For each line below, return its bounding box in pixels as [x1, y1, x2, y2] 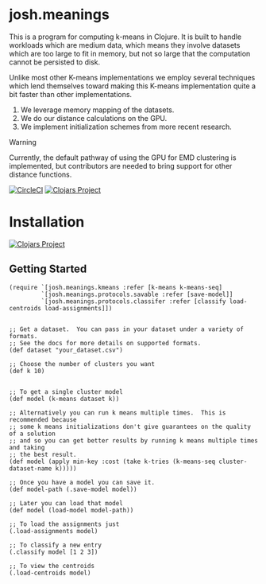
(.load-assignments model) [9, 527, 98, 535]
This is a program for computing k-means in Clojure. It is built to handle [9, 32, 241, 41]
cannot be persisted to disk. [9, 57, 101, 67]
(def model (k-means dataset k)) [9, 395, 120, 403]
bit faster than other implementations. [9, 89, 133, 99]
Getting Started [9, 263, 87, 276]
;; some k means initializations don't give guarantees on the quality [9, 422, 251, 430]
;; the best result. [9, 450, 78, 458]
